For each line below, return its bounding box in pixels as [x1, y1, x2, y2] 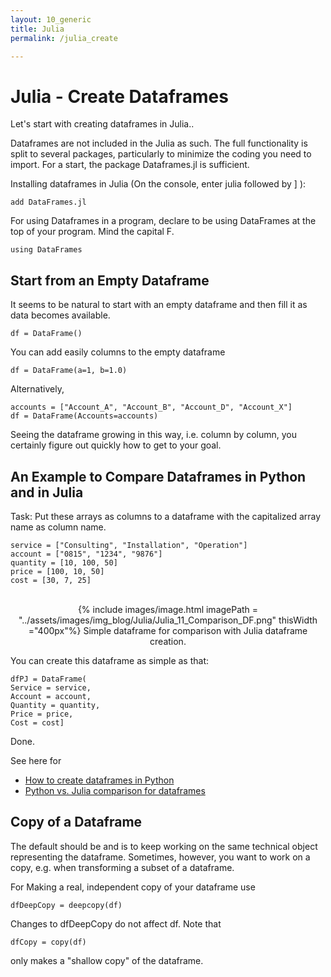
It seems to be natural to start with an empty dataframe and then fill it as [10, 299, 308, 311]
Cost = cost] [10, 717, 65, 728]
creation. [149, 635, 187, 647]
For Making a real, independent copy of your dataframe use [10, 881, 256, 893]
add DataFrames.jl [10, 197, 87, 208]
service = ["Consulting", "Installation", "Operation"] [10, 540, 248, 550]
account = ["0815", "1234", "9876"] [10, 549, 163, 559]
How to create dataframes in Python [24, 774, 175, 786]
